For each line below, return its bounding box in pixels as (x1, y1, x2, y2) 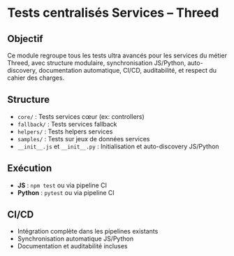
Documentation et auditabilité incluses (17, 242, 128, 250)
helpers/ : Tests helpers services (17, 127, 113, 136)
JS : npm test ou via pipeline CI (17, 180, 107, 190)
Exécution (7, 162, 52, 174)
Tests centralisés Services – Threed (7, 5, 219, 21)
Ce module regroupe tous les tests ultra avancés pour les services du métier (7, 51, 227, 59)
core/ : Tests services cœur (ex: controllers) (17, 112, 145, 120)
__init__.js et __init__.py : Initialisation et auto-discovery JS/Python (17, 142, 219, 150)
